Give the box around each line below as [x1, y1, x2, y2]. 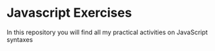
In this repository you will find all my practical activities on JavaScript [6, 28, 208, 36]
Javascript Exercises [6, 5, 132, 21]
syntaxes [6, 35, 33, 43]
